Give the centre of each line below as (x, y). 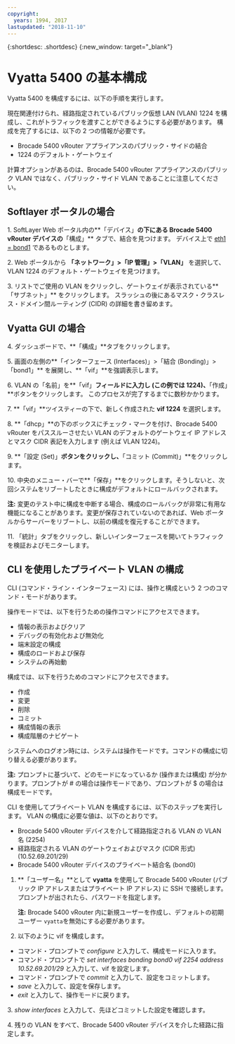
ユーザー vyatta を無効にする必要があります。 (83, 921)
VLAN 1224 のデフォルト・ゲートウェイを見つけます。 (85, 271)
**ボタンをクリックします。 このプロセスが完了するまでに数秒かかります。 (115, 394)
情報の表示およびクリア (51, 627)
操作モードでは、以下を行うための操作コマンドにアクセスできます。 (105, 611)
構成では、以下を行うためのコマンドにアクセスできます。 (90, 677)
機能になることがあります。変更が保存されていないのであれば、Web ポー (113, 512)
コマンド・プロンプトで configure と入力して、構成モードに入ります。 (119, 950)
